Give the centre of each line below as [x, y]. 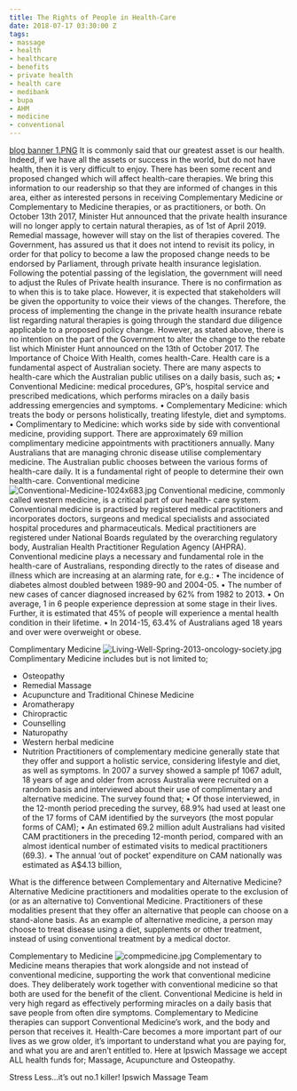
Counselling [44, 723]
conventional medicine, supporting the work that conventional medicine [140, 975]
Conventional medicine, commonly [222, 490]
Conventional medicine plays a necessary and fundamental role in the [137, 556]
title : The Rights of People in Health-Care [93, 17]
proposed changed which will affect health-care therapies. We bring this [141, 178]
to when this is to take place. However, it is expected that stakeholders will [145, 292]
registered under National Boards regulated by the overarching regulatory [143, 537]
